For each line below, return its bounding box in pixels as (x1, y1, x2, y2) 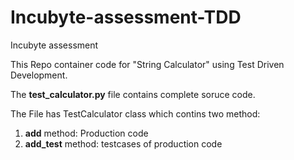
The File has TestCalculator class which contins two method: (10, 107, 261, 120)
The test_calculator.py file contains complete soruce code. (10, 88, 256, 100)
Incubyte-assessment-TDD (10, 6, 242, 29)
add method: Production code (24, 127, 149, 139)
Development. (10, 69, 68, 81)
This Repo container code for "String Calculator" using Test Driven (10, 58, 285, 70)
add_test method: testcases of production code (24, 137, 223, 150)
